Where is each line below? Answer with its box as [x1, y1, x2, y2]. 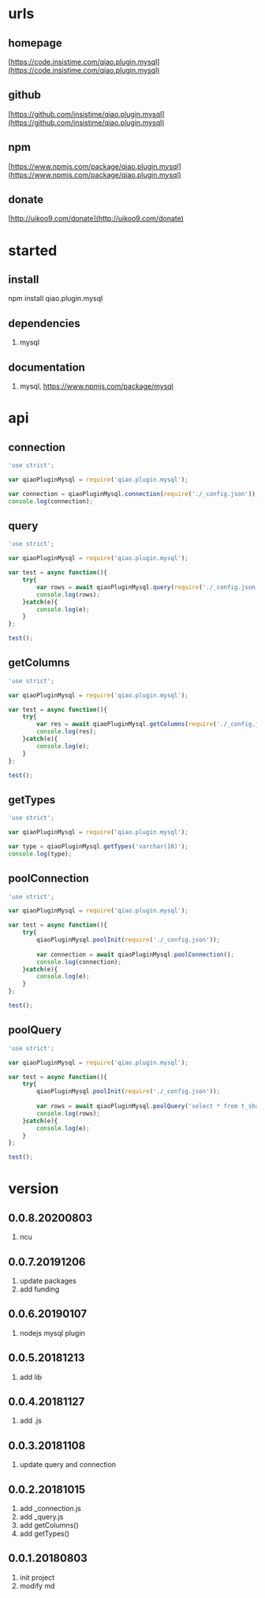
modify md [19, 1581, 55, 1590]
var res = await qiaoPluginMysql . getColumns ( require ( [36, 720, 217, 728]
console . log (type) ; [8, 850, 73, 858]
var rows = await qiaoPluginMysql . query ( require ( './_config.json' [36, 583, 259, 591]
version [8, 1180, 59, 1198]
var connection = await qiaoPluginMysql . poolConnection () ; [36, 950, 235, 958]
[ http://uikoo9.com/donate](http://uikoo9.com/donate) [8, 214, 184, 224]
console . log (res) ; [36, 728, 97, 735]
